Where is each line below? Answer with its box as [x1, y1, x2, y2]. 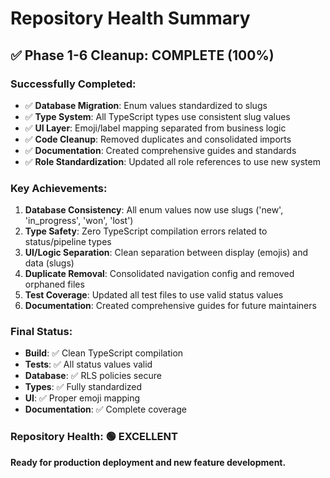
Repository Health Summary [10, 7, 251, 30]
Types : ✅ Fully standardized [24, 381, 143, 393]
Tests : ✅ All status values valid [24, 358, 153, 371]
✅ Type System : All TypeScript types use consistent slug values [24, 110, 291, 122]
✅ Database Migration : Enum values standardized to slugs [24, 99, 268, 111]
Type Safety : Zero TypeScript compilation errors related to [24, 225, 268, 237]
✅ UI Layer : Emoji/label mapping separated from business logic [24, 122, 287, 134]
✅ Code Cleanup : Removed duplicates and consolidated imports [24, 133, 292, 145]
